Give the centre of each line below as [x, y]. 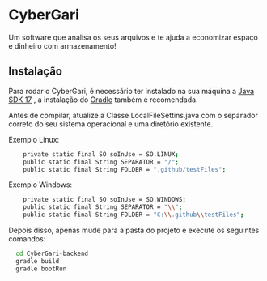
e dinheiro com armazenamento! [62, 45]
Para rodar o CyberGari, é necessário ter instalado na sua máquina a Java [131, 91]
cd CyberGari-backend [52, 253]
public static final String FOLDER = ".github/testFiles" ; [125, 169]
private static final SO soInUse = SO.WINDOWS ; [104, 200]
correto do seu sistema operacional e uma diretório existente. [111, 124]
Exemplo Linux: [34, 139]
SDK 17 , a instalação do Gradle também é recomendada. [103, 100]
